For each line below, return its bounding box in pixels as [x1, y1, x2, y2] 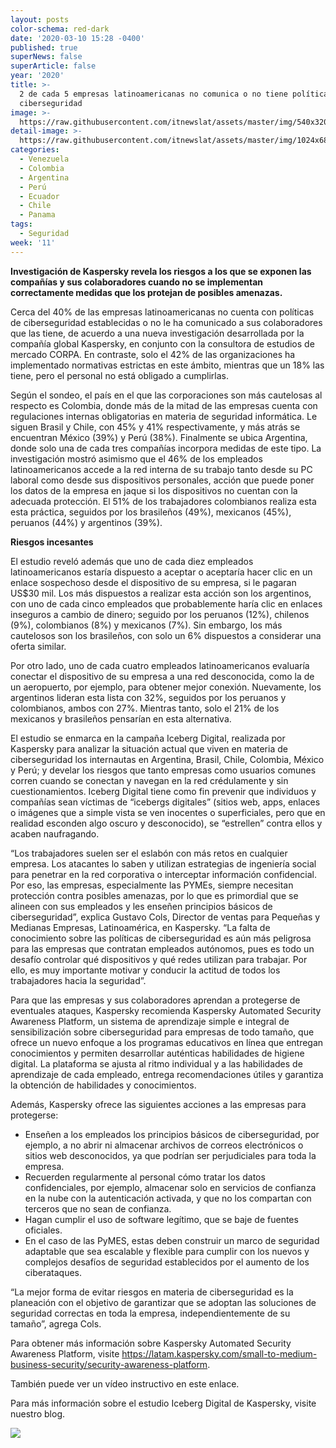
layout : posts [10, 14, 70, 25]
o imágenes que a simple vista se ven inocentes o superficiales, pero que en [10, 806, 326, 818]
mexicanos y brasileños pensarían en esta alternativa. [10, 712, 232, 725]
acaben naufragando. [10, 827, 100, 840]
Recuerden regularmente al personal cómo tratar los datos [24, 1171, 266, 1183]
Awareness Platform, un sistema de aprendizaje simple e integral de [10, 1015, 290, 1027]
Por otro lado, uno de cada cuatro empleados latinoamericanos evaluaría [10, 659, 310, 671]
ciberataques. [24, 1266, 82, 1278]
